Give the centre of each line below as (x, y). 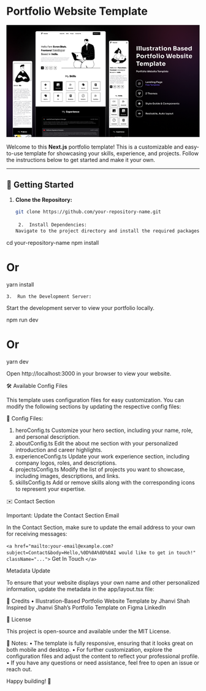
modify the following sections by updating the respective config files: (94, 407)
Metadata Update (29, 571)
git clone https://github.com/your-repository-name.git (88, 212)
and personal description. (48, 437)
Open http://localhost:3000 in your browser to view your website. (89, 374)
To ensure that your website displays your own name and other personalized (103, 583)
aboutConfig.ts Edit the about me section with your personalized (97, 444)
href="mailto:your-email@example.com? (64, 546)
